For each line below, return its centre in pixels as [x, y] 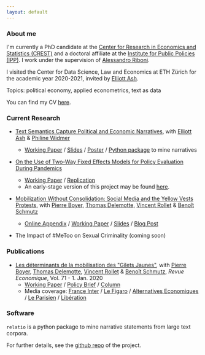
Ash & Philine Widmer [43, 138]
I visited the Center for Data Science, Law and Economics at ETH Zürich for [101, 72]
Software [21, 313]
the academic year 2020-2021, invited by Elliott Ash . [72, 78]
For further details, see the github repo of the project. [74, 345]
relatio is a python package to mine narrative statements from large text [99, 327]
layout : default [27, 12]
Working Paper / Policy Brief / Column [72, 284]
